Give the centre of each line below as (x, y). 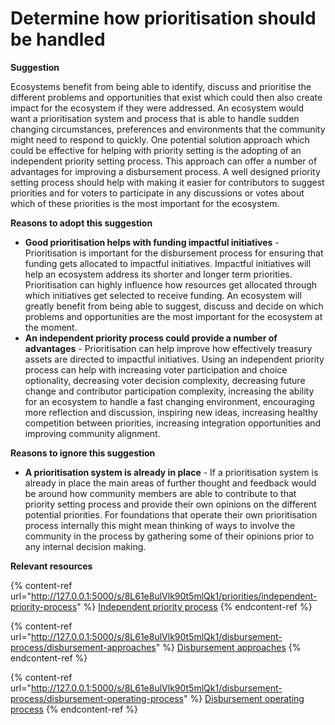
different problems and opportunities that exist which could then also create (166, 97)
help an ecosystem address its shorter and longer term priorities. (158, 274)
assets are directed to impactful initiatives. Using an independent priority (174, 359)
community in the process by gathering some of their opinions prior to (169, 536)
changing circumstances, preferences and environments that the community (168, 129)
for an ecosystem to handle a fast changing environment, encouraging (169, 401)
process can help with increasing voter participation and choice (156, 369)
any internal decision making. (85, 546)
